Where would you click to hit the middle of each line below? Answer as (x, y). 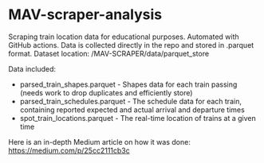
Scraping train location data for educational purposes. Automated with (124, 37)
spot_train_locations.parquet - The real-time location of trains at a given (138, 118)
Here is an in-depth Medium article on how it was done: (100, 142)
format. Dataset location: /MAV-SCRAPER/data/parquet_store (109, 53)
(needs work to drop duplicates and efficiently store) (106, 92)
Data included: (32, 68)
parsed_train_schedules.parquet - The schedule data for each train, (130, 101)
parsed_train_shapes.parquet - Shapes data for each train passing (128, 84)
